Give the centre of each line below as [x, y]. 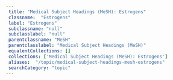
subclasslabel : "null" [37, 34]
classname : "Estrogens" [39, 17]
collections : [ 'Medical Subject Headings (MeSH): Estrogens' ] [88, 57]
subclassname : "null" [35, 29]
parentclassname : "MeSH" [39, 40]
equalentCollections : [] [39, 51]
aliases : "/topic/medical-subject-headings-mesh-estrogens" [86, 62]
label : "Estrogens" [33, 23]
